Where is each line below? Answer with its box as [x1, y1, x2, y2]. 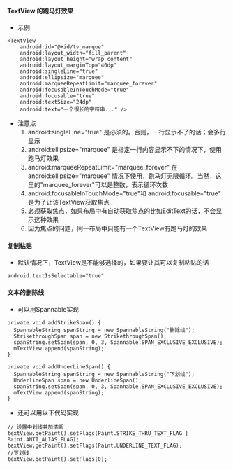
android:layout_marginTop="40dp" [20, 62, 117, 69]
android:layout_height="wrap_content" [20, 56, 133, 63]
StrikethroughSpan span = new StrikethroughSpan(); [13, 333, 167, 340]
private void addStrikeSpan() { [7, 319, 101, 326]
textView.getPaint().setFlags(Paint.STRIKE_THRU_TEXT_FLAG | [7, 429, 189, 437]
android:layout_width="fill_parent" [20, 50, 127, 57]
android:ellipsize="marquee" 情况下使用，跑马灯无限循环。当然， [27, 172, 216, 180]
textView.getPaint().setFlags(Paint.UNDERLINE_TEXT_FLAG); [7, 442, 183, 449]
